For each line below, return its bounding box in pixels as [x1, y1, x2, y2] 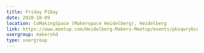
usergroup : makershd [6, 32, 59, 38]
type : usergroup [6, 37, 47, 43]
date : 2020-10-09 [6, 15, 50, 21]
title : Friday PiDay [6, 9, 59, 15]
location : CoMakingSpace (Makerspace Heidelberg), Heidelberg [6, 20, 167, 26]
